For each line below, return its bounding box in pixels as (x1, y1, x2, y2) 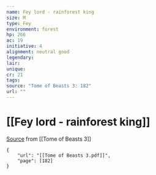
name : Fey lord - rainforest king (6, 9, 95, 15)
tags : (6, 77, 20, 83)
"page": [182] (17, 157, 53, 164)
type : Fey (6, 20, 32, 26)
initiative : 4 (6, 43, 43, 50)
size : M (6, 15, 26, 21)
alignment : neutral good (6, 49, 70, 55)
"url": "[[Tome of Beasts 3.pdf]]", (17, 152, 111, 158)
